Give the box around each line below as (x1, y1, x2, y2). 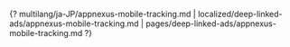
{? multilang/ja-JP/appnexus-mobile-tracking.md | (9, 9, 196, 19)
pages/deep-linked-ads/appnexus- (145, 18, 277, 29)
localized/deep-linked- (197, 9, 283, 19)
